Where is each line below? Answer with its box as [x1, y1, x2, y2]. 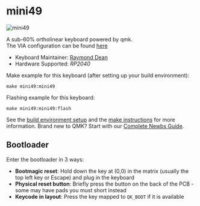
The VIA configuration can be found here [6, 42, 108, 49]
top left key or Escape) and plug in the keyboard [14, 174, 134, 181]
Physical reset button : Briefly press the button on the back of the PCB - [14, 180, 194, 187]
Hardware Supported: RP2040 [14, 60, 90, 67]
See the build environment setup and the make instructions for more [6, 116, 176, 123]
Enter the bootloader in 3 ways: [6, 156, 84, 163]
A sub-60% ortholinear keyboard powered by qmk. [6, 35, 133, 43]
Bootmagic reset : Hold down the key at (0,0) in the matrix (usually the [14, 167, 189, 175]
